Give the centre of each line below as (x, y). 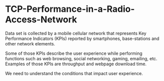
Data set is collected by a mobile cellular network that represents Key (76, 33)
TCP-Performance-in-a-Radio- (70, 9)
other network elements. (30, 43)
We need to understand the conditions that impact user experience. (74, 73)
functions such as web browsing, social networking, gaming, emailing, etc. (81, 58)
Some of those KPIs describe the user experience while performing (74, 53)
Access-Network (41, 20)
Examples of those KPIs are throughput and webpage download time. (76, 64)
